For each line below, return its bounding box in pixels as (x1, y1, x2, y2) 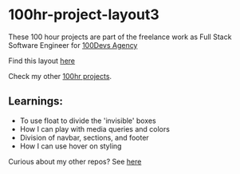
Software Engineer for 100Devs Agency (8, 40, 138, 49)
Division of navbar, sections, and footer (19, 132, 149, 142)
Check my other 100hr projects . (8, 71, 112, 81)
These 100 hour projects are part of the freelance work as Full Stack (8, 32, 232, 42)
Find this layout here (8, 56, 76, 65)
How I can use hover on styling (19, 141, 122, 151)
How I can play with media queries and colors (19, 124, 170, 133)
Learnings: (8, 94, 64, 109)
